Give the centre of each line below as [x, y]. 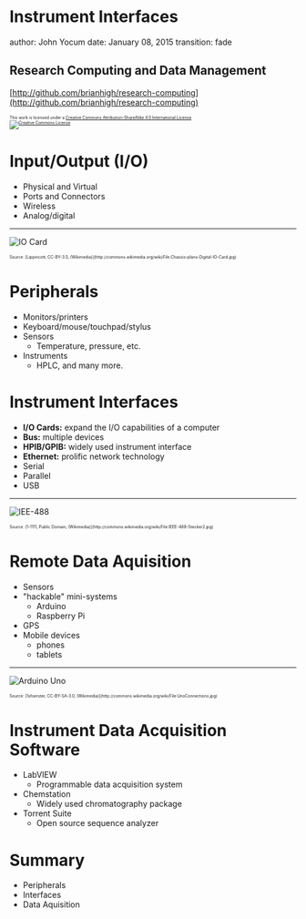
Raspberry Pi [61, 616]
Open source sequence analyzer [97, 823]
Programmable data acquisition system [109, 784]
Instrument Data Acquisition [118, 730]
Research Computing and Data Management [138, 71]
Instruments [45, 355]
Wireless [39, 206]
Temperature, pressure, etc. [88, 346]
